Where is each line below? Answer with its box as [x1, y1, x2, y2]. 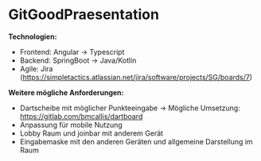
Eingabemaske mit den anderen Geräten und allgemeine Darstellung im [19, 136, 253, 146]
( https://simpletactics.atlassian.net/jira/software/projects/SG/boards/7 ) [19, 72, 253, 82]
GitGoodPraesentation [8, 6, 159, 24]
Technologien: [8, 32, 57, 41]
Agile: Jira [19, 63, 53, 73]
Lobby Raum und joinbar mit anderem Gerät [19, 128, 164, 138]
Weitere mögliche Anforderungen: [8, 87, 124, 97]
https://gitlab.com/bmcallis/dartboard [19, 111, 143, 121]
